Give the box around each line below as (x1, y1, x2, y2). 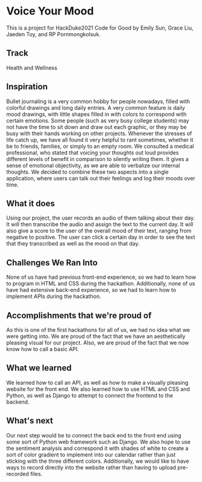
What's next (6, 416, 53, 426)
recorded (6, 470, 29, 477)
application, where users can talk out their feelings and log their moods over (6, 174, 196, 182)
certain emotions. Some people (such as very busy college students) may (6, 116, 189, 124)
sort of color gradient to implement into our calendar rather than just (6, 451, 176, 458)
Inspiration (6, 81, 48, 92)
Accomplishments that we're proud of (6, 310, 152, 320)
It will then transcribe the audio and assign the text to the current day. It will (6, 221, 194, 228)
